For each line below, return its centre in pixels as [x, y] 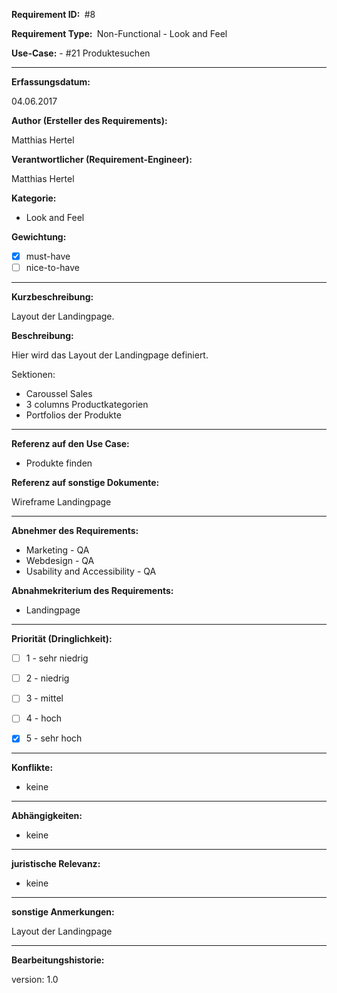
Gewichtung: [39, 237]
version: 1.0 [35, 980]
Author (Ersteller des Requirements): [89, 120]
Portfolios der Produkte [73, 415]
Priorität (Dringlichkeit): [62, 639]
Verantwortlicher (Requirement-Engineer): [102, 159]
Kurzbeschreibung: [52, 297]
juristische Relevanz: [56, 864]
